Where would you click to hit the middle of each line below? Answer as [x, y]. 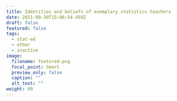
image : [14, 56]
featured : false [26, 28]
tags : [13, 34]
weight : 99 [20, 89]
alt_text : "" [28, 84]
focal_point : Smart [36, 67]
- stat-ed [23, 39]
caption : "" [26, 78]
